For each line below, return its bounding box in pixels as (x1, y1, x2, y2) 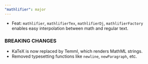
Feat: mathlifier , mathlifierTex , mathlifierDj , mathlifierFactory (11, 20, 144, 26)
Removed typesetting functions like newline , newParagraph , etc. (11, 53, 137, 59)
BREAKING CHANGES (4, 37, 57, 44)
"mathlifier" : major (4, 7, 47, 12)
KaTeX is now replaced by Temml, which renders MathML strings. (11, 48, 143, 54)
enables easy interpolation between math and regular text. (11, 25, 129, 31)
